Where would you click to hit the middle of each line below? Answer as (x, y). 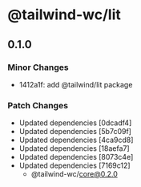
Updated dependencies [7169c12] (75, 165)
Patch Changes (38, 105)
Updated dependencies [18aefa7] (74, 148)
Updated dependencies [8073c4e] (76, 157)
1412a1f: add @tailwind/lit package (76, 84)
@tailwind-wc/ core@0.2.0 (74, 174)
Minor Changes (38, 67)
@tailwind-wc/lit (64, 15)
